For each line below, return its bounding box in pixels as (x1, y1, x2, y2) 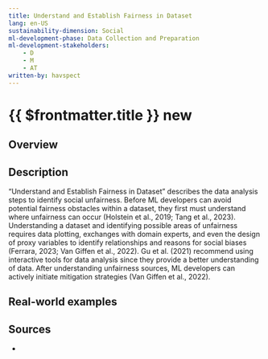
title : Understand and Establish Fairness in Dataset (8, 11, 193, 20)
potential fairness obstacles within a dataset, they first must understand (8, 204, 246, 214)
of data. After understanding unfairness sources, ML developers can (8, 263, 236, 273)
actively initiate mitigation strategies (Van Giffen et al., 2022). (8, 272, 211, 282)
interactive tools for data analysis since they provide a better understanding (8, 255, 259, 265)
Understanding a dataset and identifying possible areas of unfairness (8, 221, 238, 230)
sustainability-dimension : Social (8, 27, 125, 35)
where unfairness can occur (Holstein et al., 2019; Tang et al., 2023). (8, 212, 236, 222)
